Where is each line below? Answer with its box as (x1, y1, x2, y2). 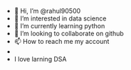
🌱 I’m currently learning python (14, 22, 105, 30)
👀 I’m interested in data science (14, 14, 107, 23)
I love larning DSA (14, 55, 67, 63)
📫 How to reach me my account (14, 37, 110, 45)
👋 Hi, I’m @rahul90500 (14, 7, 81, 15)
